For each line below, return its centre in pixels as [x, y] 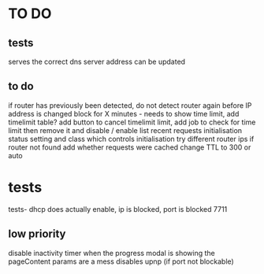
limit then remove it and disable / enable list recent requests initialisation [125, 130]
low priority [37, 234]
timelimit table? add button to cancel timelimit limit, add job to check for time [132, 122]
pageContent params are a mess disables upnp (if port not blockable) [121, 261]
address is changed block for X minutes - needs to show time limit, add [124, 113]
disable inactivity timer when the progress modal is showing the [112, 253]
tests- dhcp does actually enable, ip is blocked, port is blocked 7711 [118, 209]
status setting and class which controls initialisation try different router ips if [131, 139]
